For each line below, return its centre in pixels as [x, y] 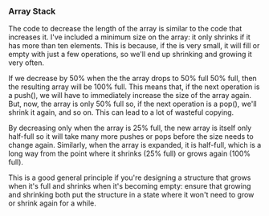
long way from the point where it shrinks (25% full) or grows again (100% [130, 153]
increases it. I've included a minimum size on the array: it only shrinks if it [129, 37]
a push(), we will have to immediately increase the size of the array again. [130, 96]
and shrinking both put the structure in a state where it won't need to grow [131, 195]
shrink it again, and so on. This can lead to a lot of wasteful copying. [121, 112]
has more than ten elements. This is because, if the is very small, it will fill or [134, 46]
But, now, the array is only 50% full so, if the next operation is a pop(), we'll [132, 104]
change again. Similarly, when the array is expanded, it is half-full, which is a [135, 145]
